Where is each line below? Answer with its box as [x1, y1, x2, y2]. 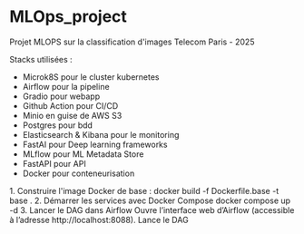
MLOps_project [9, 6, 127, 27]
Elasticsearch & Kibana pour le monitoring [22, 129, 180, 140]
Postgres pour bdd [22, 120, 93, 131]
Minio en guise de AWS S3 [22, 110, 123, 121]
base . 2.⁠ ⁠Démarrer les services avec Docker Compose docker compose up [9, 195, 291, 206]
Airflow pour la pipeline [22, 81, 111, 92]
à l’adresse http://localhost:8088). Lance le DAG [9, 214, 189, 225]
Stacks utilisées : [9, 54, 73, 64]
